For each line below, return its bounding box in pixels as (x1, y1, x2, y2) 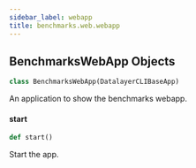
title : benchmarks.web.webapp (9, 21, 121, 30)
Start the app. (9, 149, 59, 160)
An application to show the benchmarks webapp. (9, 94, 188, 104)
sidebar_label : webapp (9, 12, 93, 22)
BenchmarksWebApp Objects (9, 54, 176, 69)
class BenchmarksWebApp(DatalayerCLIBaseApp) (9, 77, 179, 87)
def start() (9, 134, 53, 142)
